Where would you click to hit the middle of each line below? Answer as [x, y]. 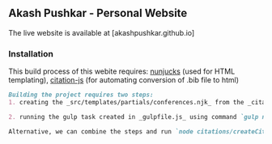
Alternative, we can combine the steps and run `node [101, 131]
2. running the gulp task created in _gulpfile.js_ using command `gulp [134, 116]
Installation [31, 53]
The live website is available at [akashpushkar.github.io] [102, 32]
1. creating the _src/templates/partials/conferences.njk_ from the [126, 102]
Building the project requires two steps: [81, 95]
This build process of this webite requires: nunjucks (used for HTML [122, 71]
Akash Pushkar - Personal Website [98, 13]
